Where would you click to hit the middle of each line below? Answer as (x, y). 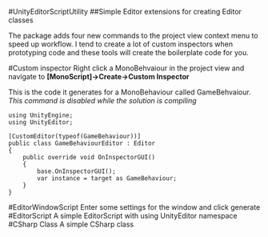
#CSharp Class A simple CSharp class (71, 224)
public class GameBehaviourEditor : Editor (82, 143)
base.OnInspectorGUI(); (76, 171)
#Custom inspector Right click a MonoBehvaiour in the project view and (126, 68)
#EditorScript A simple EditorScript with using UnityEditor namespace (123, 216)
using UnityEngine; (41, 115)
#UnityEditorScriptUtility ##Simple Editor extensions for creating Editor (125, 12)
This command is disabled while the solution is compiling (103, 100)
